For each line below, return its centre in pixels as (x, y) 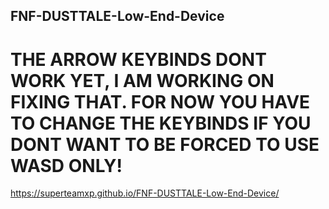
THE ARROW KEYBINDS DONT (138, 59)
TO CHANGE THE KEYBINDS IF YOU (161, 123)
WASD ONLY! (66, 165)
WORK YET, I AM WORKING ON (142, 80)
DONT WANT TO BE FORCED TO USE (165, 144)
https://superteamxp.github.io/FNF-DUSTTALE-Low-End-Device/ (145, 193)
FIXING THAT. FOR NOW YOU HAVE (160, 101)
